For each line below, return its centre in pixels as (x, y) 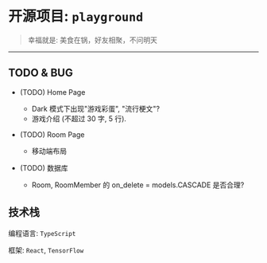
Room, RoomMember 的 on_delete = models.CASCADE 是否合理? (138, 185)
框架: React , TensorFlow (46, 250)
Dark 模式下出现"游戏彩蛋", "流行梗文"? (96, 108)
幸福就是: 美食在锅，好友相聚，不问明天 (92, 40)
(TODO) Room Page (52, 134)
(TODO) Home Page (52, 92)
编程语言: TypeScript (42, 233)
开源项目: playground (76, 16)
